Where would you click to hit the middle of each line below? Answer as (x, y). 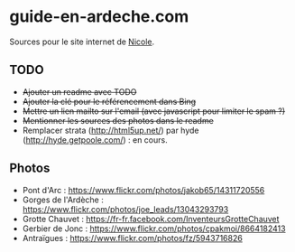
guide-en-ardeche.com (99, 17)
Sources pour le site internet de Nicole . (82, 42)
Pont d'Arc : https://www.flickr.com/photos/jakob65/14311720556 (143, 190)
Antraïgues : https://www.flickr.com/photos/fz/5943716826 (133, 238)
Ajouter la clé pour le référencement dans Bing (109, 101)
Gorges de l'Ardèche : (63, 200)
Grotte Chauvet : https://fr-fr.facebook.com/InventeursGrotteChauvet (151, 219)
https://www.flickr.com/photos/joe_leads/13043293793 (125, 209)
